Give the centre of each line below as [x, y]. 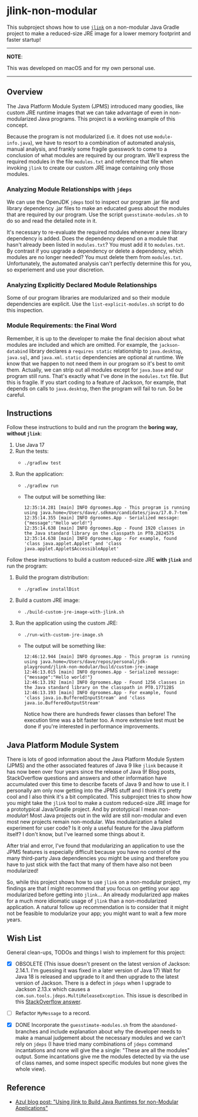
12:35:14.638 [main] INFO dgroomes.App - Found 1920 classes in [104, 528]
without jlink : [24, 433]
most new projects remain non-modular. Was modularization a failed [89, 822]
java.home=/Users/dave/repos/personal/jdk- [94, 662]
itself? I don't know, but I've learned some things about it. [76, 834]
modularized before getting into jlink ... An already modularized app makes [98, 895]
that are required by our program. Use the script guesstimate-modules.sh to [98, 215]
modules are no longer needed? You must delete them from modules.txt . [95, 257]
